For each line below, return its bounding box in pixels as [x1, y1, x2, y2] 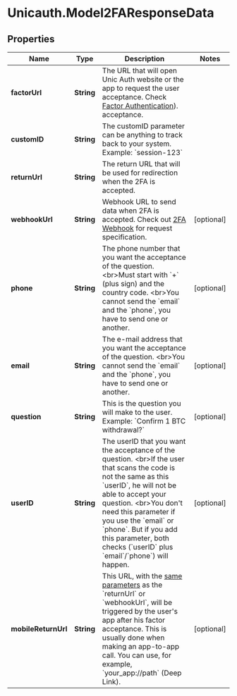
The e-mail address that [102, 335, 183, 344]
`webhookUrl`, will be [102, 597, 173, 607]
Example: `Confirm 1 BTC [102, 416, 186, 425]
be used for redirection [102, 168, 178, 178]
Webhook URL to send [102, 197, 176, 206]
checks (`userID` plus [102, 542, 174, 552]
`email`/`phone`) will [102, 551, 169, 561]
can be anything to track [102, 130, 183, 139]
